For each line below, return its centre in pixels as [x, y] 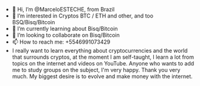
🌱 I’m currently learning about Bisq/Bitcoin [65, 28]
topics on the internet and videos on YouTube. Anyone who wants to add [103, 63]
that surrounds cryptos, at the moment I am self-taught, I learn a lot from [103, 57]
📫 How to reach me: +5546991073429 [61, 42]
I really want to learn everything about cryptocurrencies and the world [100, 51]
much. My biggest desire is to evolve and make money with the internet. [102, 76]
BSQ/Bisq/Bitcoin [33, 22]
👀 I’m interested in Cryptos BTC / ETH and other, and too [83, 16]
